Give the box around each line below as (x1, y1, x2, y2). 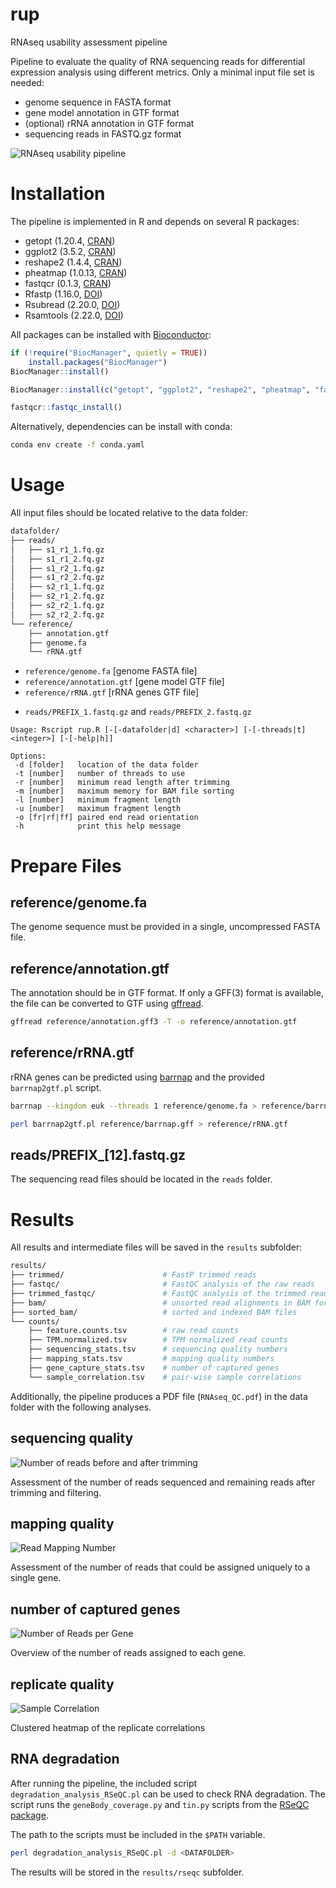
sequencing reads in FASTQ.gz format (24, 128, 182, 140)
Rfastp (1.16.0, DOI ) (24, 288, 103, 300)
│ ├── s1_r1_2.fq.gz (10, 554, 105, 564)
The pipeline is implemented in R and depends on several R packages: (10, 215, 300, 227)
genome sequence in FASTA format (24, 96, 172, 108)
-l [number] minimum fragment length (14, 795, 182, 805)
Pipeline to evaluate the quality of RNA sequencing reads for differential (10, 55, 306, 67)
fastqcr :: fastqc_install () (10, 403, 123, 413)
